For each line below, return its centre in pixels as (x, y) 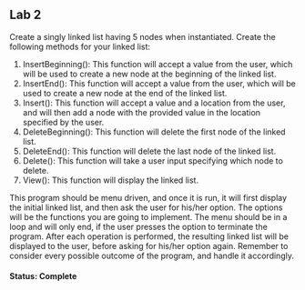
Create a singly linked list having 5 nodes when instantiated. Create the (142, 36)
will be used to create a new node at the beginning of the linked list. (149, 74)
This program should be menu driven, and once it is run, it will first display (148, 197)
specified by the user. (63, 122)
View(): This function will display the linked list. (110, 180)
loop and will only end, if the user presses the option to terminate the (139, 226)
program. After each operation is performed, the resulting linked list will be (149, 236)
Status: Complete (43, 276)
